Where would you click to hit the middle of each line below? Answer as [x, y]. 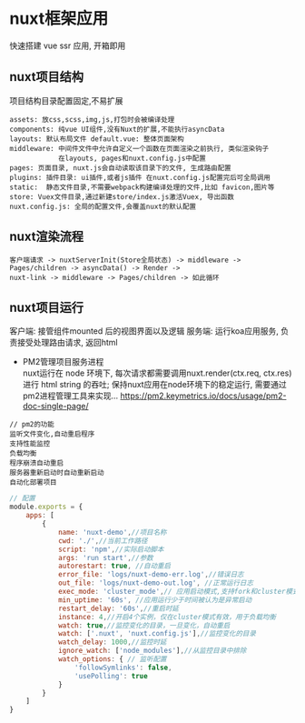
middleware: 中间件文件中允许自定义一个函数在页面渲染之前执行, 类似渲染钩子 [139, 148]
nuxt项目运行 [47, 307]
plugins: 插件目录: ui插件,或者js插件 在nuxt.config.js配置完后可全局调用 [140, 177]
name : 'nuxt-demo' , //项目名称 [112, 532]
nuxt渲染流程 [47, 237]
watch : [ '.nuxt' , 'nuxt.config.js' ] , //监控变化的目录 [157, 634]
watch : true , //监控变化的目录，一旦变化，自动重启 [144, 625]
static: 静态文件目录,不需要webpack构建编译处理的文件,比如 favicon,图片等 [142, 187]
